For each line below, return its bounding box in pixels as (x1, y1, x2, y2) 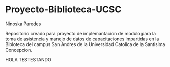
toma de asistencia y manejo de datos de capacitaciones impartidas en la (5, 36, 159, 42)
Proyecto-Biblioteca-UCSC (5, 4, 122, 15)
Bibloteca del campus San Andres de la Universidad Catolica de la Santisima (5, 41, 165, 47)
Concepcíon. (5, 47, 32, 53)
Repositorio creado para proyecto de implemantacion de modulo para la (5, 30, 156, 36)
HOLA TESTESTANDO (5, 56, 52, 62)
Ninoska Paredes (5, 20, 41, 27)
